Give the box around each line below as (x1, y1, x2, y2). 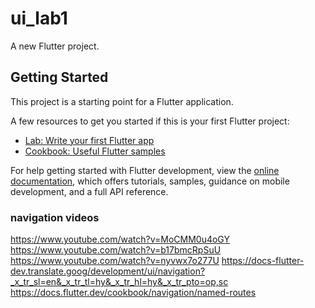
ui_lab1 (10, 7, 68, 30)
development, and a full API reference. (10, 185, 169, 197)
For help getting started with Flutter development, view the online (10, 164, 280, 176)
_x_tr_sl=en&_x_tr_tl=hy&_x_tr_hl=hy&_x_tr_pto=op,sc (10, 276, 229, 288)
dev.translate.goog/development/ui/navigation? (10, 265, 206, 277)
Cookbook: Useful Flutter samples (24, 145, 166, 157)
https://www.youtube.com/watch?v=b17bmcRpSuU (10, 244, 222, 256)
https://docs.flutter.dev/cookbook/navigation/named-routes (10, 287, 257, 299)
